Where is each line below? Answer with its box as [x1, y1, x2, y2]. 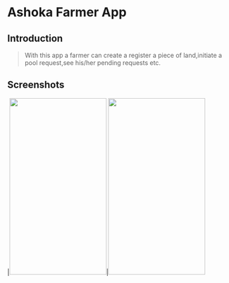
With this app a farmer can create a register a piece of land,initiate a [24, 51, 223, 59]
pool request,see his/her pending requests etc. [24, 59, 161, 67]
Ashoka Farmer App [7, 4, 127, 20]
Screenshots [7, 79, 65, 91]
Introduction [7, 32, 63, 44]
